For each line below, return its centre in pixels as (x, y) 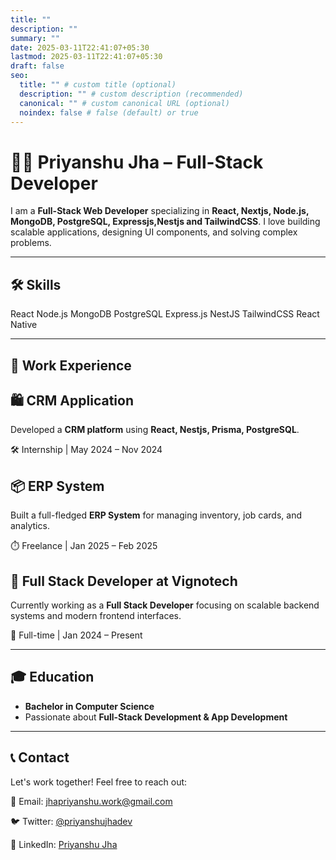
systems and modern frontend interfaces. (96, 615)
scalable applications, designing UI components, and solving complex (154, 232)
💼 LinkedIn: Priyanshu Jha (64, 844)
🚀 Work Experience (71, 365)
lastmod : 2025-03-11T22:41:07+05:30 (86, 57)
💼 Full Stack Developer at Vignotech (124, 581)
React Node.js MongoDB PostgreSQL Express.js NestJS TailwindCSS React (165, 314)
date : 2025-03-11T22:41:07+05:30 (80, 47)
